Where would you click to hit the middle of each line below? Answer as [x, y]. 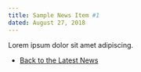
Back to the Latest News [59, 60]
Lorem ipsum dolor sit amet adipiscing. [71, 45]
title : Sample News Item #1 [54, 15]
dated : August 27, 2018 [47, 23]
